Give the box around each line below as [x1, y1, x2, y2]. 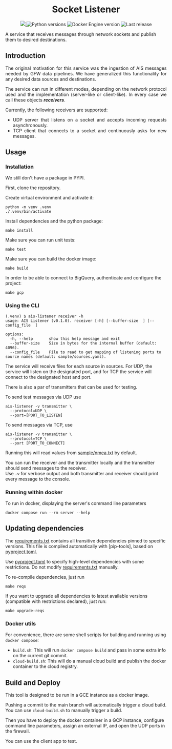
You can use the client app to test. [5, 738, 78, 744]
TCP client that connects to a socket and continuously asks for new [12, 127, 167, 134]
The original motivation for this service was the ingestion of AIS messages [5, 65, 167, 71]
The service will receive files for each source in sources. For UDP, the [5, 363, 153, 369]
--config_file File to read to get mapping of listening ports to [10, 350, 161, 355]
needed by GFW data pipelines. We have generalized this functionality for [5, 70, 167, 76]
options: [5, 332, 24, 337]
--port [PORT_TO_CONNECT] [10, 440, 66, 446]
